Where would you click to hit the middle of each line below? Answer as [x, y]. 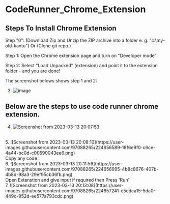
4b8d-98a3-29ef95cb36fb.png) [39, 174]
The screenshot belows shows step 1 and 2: [51, 81]
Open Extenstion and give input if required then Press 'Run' [67, 180]
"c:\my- [157, 40]
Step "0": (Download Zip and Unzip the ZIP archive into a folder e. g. [77, 40]
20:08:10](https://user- [100, 142]
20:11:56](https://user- [100, 163]
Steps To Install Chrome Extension [61, 28]
